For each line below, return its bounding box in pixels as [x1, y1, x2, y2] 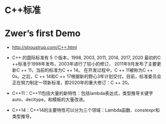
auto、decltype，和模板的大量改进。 [11, 96, 88, 102]
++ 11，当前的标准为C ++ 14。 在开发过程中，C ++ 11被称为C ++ [20, 67, 153, 73]
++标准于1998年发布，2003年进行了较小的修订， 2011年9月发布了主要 [11, 61, 157, 67]
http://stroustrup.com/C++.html [11, 44, 77, 50]
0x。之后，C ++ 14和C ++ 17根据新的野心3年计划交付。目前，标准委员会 [11, 73, 161, 79]
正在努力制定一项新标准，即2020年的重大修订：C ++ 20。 [11, 79, 132, 85]
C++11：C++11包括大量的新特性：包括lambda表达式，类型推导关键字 [11, 90, 153, 96]
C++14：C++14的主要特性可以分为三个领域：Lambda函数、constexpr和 [11, 107, 160, 113]
